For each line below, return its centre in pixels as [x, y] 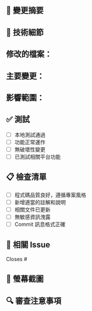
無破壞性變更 [30, 149]
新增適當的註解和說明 [40, 202]
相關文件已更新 [32, 209]
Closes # [17, 259]
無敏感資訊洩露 [32, 217]
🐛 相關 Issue [28, 244]
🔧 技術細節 [25, 32]
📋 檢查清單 [26, 177]
